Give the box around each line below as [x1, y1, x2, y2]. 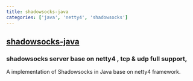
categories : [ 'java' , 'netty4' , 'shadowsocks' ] [6, 14, 128, 20]
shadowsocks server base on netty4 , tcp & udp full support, [6, 55, 188, 63]
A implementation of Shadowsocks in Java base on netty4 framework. [6, 68, 181, 76]
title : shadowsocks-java [6, 8, 69, 15]
